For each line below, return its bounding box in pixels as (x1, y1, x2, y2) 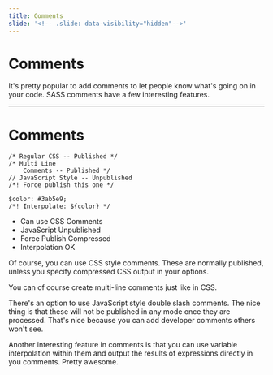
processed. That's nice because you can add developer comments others (8, 316, 256, 325)
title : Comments (8, 11, 63, 20)
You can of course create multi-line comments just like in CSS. (8, 282, 218, 292)
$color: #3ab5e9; (8, 196, 67, 204)
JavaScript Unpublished (19, 225, 102, 235)
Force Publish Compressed (19, 234, 111, 244)
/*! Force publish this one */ (8, 181, 115, 189)
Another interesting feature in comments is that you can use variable (8, 340, 238, 350)
